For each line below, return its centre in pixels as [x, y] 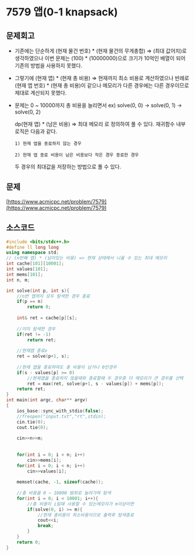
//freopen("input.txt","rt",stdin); [62, 416]
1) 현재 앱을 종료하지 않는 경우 [48, 144]
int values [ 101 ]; [27, 269]
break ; [46, 526]
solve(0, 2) [28, 112]
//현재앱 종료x [32, 351]
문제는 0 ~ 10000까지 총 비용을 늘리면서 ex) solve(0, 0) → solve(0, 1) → [98, 105]
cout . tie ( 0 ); [33, 427]
